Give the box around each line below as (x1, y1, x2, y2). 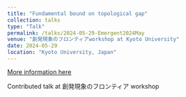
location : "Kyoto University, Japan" (7, 49, 117, 56)
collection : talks (7, 17, 61, 24)
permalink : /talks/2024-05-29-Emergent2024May (7, 29, 145, 37)
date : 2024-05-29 (7, 42, 58, 49)
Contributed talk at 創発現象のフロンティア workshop (7, 82, 160, 90)
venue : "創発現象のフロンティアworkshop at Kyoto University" (7, 36, 180, 43)
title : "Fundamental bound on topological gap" (7, 10, 148, 17)
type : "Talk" (7, 23, 45, 30)
